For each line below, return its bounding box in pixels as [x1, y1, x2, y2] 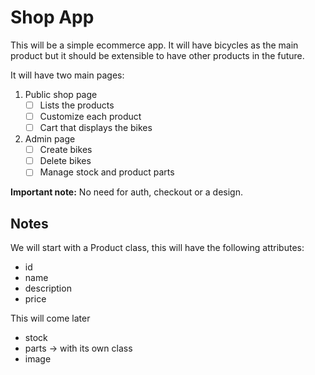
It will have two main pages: [10, 69, 125, 81]
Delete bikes [39, 155, 92, 167]
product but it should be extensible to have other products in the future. [10, 49, 305, 61]
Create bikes [39, 144, 93, 156]
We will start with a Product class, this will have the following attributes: [10, 242, 305, 254]
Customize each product [39, 111, 142, 122]
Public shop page [24, 88, 98, 100]
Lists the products [39, 99, 115, 111]
